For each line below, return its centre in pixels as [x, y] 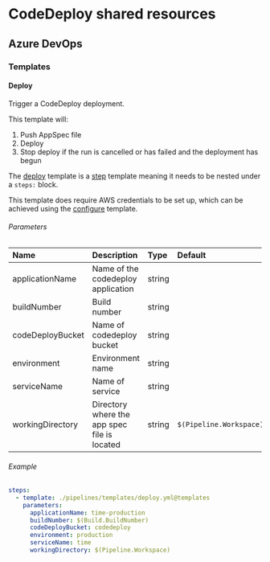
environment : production [71, 535]
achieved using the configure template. [73, 208]
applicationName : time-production [88, 513]
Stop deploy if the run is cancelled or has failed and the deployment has [139, 152]
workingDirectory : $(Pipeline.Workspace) [100, 550]
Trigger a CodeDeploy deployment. [66, 103]
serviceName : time [60, 543]
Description [115, 255]
